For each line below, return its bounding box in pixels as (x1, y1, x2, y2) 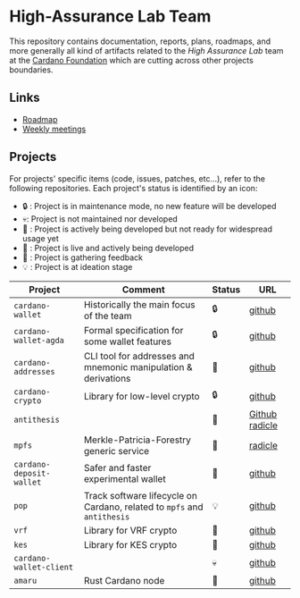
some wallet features (83, 335, 172, 348)
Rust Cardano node (83, 574, 165, 586)
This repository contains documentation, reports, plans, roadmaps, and (9, 36, 271, 46)
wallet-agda (13, 335, 65, 345)
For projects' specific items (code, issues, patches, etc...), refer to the (9, 173, 266, 184)
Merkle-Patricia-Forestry (83, 434, 192, 446)
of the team (83, 309, 132, 322)
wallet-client (13, 561, 74, 572)
